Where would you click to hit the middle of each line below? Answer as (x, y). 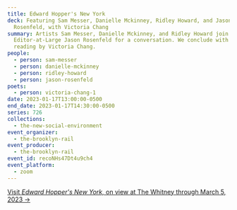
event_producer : (31, 146)
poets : (17, 86)
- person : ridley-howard (50, 73)
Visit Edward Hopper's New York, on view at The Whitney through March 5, (117, 192)
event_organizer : (33, 132)
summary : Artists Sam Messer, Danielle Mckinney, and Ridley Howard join (118, 34)
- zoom (23, 171)
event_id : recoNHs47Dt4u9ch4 (50, 159)
